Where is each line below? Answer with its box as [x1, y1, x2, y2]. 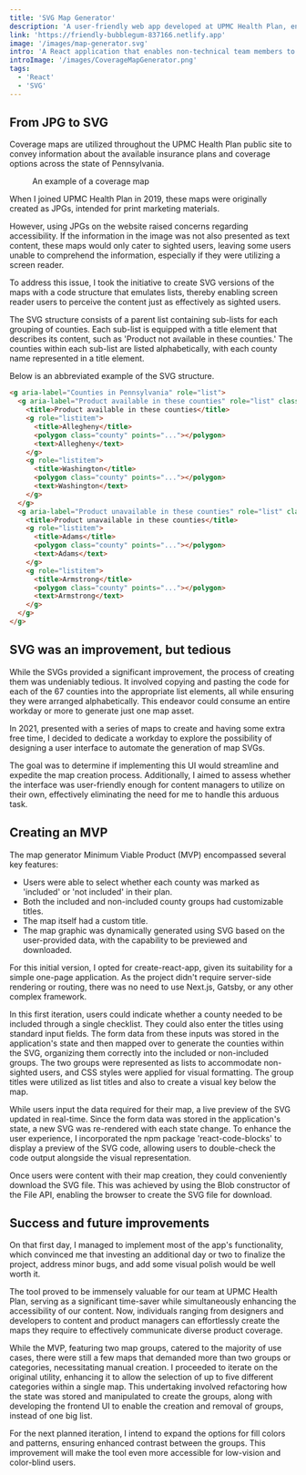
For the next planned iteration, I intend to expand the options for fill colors [9, 1428, 286, 1439]
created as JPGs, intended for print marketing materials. [9, 203, 220, 214]
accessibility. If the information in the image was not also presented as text [9, 230, 291, 241]
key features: [9, 858, 59, 870]
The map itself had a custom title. [22, 915, 148, 926]
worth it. [9, 1268, 41, 1280]
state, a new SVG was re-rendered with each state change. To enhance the [9, 1122, 291, 1134]
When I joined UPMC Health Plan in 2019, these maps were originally [9, 193, 267, 205]
